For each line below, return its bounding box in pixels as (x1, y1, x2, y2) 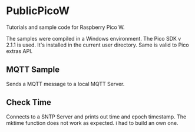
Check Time (6, 97, 52, 107)
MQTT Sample (6, 65, 60, 75)
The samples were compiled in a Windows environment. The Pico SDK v (6, 35, 181, 42)
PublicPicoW (6, 4, 70, 18)
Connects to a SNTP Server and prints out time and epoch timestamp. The (6, 113, 187, 120)
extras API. (6, 47, 33, 54)
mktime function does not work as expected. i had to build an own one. (6, 119, 179, 126)
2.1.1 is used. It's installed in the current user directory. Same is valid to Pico (6, 41, 190, 48)
